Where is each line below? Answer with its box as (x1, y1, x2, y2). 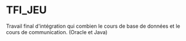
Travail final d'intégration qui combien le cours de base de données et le (6, 23, 180, 29)
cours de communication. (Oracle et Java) (6, 28, 108, 35)
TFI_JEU (6, 3, 47, 17)
